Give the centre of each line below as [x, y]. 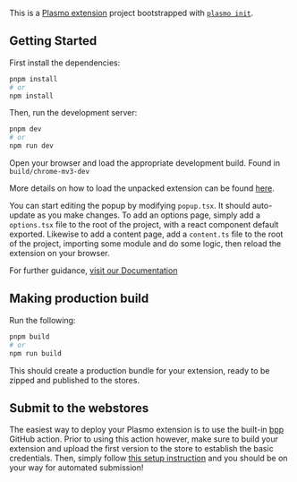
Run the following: [42, 320]
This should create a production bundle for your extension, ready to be [140, 370]
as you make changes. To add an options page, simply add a [149, 215]
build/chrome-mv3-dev [50, 172]
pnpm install [34, 79]
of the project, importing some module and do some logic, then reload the [145, 244]
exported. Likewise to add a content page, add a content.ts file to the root [146, 234]
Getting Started [53, 41]
